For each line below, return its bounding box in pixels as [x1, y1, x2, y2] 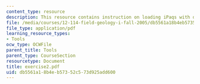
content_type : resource [6, 8, 65, 15]
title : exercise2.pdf [6, 63, 60, 70]
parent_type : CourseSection [6, 53, 76, 59]
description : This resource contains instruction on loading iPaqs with [6, 14, 190, 20]
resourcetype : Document [6, 58, 65, 64]
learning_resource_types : [6, 31, 70, 37]
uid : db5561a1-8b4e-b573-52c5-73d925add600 [6, 69, 116, 75]
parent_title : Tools [6, 47, 58, 53]
